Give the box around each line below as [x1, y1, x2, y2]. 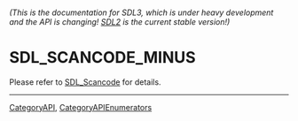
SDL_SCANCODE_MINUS [9, 47, 197, 67]
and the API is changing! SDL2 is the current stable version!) [9, 16, 231, 26]
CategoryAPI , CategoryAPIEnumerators [9, 102, 153, 112]
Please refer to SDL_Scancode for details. [9, 76, 161, 87]
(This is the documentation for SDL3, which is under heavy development [9, 7, 274, 18]
